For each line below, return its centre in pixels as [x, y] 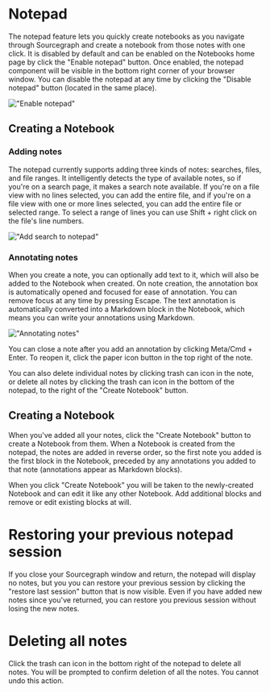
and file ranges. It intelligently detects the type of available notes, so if [125, 177]
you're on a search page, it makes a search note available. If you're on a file [134, 186]
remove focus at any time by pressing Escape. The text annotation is [122, 300]
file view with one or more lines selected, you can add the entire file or [125, 203]
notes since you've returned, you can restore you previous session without [132, 600]
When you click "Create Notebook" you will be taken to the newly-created [131, 485]
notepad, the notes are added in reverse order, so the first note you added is [135, 452]
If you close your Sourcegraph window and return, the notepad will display [132, 574]
